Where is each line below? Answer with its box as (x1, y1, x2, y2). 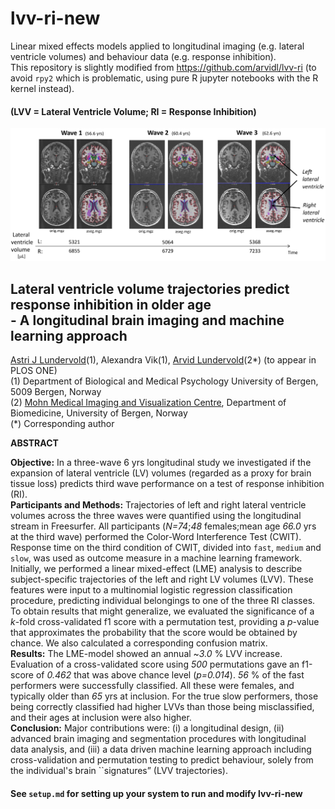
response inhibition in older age (10, 296, 212, 313)
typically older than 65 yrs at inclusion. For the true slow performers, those (10, 690, 319, 702)
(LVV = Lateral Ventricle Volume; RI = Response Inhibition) (10, 105, 257, 117)
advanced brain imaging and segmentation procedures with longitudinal (10, 733, 307, 745)
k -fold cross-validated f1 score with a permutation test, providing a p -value (10, 616, 320, 628)
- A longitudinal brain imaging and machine (10, 312, 285, 329)
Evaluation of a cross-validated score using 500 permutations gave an (10, 658, 300, 671)
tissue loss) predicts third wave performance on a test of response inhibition (10, 478, 325, 490)
